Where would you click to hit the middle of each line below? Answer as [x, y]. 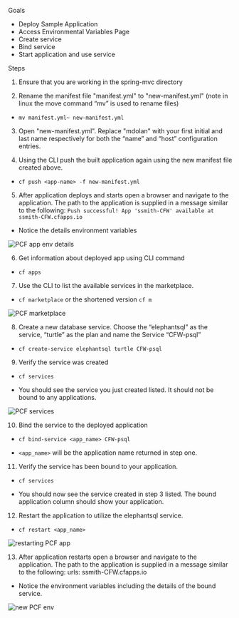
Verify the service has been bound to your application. [98, 467]
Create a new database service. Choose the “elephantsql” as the [113, 327]
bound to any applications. [57, 397]
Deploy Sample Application [58, 24]
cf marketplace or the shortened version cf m [85, 299]
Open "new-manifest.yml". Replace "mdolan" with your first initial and [121, 131]
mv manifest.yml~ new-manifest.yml [71, 118]
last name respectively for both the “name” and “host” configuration [118, 139]
